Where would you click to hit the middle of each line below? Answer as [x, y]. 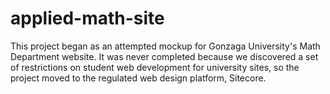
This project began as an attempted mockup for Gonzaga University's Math [165, 46]
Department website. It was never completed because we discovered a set [164, 56]
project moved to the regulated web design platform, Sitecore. [138, 78]
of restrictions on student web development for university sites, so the [155, 67]
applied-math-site [87, 18]
